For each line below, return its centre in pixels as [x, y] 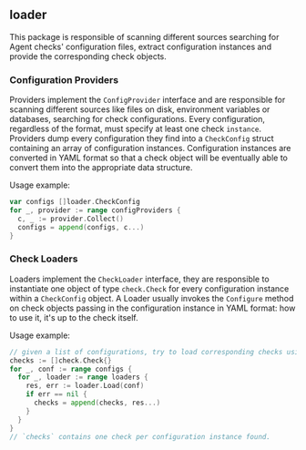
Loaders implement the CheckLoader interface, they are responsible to [140, 279]
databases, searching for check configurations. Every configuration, [138, 119]
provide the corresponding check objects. [88, 56]
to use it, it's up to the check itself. [74, 317]
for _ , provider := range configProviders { [95, 210]
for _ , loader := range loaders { [83, 377]
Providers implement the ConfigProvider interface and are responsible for [148, 100]
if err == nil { [57, 394]
